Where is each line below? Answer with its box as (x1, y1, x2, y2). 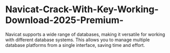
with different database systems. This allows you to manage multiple (5, 37, 150, 43)
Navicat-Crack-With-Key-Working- (5, 4, 159, 15)
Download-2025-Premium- (5, 14, 124, 26)
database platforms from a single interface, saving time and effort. (5, 42, 145, 48)
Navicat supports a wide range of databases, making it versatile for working (5, 31, 165, 37)
